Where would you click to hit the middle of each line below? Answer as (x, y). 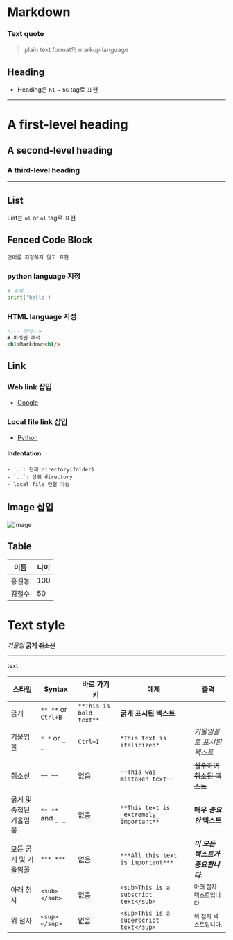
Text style (36, 625)
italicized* (140, 745)
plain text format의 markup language (76, 50)
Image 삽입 (31, 507)
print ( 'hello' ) (29, 297)
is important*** (147, 862)
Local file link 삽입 (37, 422)
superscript (140, 920)
